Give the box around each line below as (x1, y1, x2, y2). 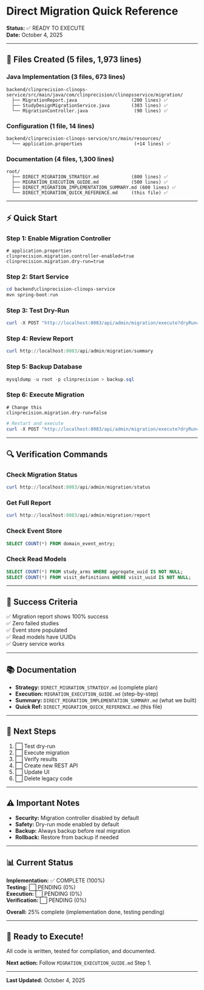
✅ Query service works (6, 640, 65, 648)
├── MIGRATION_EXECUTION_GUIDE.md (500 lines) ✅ (12, 179, 168, 186)
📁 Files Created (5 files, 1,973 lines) (6, 55, 141, 65)
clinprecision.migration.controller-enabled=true (6, 253, 135, 259)
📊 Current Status (6, 858, 73, 868)
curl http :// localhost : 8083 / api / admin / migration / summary (6, 348, 154, 354)
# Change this (6, 404, 42, 410)
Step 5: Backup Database (6, 362, 83, 371)
